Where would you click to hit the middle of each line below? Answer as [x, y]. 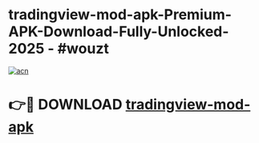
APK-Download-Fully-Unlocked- [119, 32]
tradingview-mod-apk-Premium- [120, 15]
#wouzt [83, 49]
